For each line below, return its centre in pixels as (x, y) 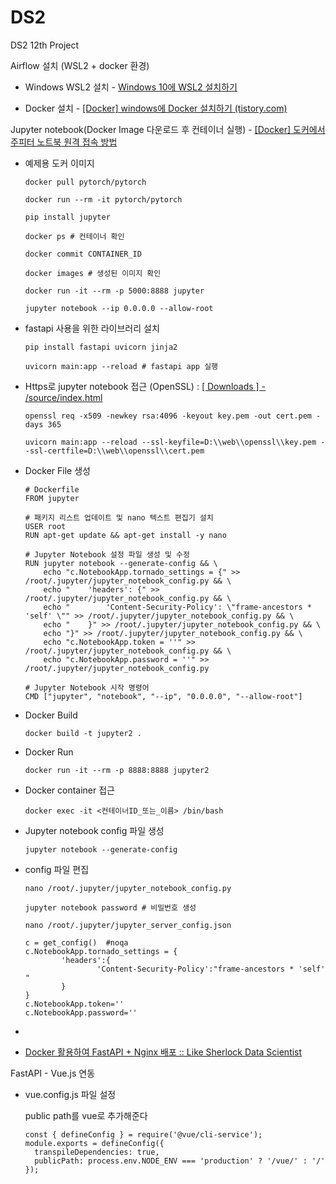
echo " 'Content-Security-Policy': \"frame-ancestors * (177, 607)
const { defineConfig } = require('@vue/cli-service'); (143, 1134)
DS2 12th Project (45, 45)
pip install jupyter (67, 217)
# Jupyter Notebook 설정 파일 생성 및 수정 (107, 554)
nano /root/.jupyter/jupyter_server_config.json (128, 925)
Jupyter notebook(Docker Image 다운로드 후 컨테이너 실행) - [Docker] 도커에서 (168, 129)
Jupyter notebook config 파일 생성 (94, 830)
